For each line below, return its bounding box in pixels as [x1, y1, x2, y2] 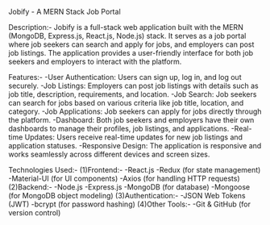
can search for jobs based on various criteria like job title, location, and [8, 98, 244, 107]
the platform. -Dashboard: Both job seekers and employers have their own [8, 115, 255, 124]
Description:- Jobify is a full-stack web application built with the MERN [8, 23, 243, 31]
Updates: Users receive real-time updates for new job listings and [24, 132, 243, 142]
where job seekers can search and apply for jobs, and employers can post [8, 40, 255, 49]
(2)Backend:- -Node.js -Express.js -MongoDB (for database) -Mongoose [8, 182, 251, 192]
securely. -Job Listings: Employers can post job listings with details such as [8, 81, 260, 90]
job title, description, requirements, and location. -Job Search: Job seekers [8, 90, 257, 99]
